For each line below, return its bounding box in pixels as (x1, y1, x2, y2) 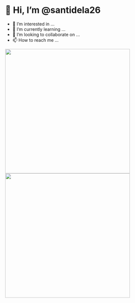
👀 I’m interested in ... (12, 21, 55, 27)
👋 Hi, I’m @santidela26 (5, 4, 101, 16)
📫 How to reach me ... (12, 37, 59, 43)
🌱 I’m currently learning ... (12, 26, 66, 32)
